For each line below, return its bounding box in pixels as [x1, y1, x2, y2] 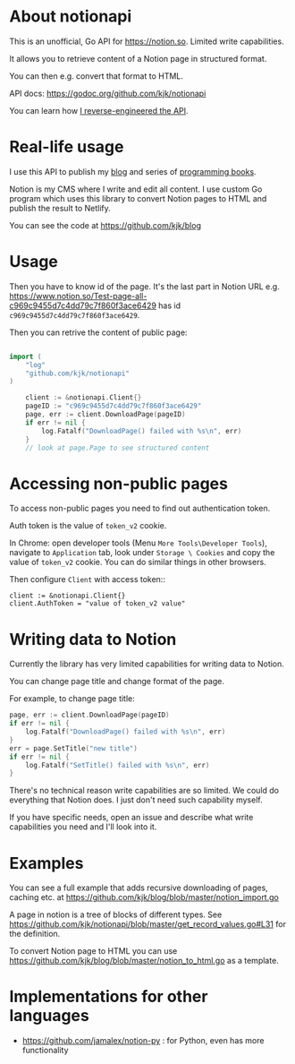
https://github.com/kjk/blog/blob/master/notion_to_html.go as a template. [9, 956, 279, 966]
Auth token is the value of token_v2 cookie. [9, 520, 167, 531]
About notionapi [9, 6, 132, 27]
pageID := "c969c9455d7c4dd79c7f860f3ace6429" [25, 401, 202, 411]
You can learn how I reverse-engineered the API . [9, 105, 190, 116]
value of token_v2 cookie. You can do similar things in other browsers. [9, 557, 266, 568]
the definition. [9, 929, 61, 940]
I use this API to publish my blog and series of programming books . [9, 166, 257, 176]
